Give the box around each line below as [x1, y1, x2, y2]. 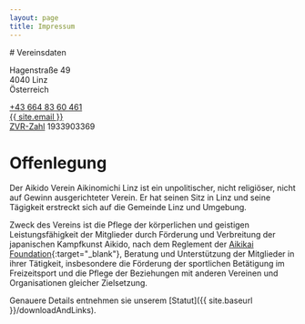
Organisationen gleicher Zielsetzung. [9, 278, 148, 289]
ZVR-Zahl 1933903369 [9, 120, 96, 132]
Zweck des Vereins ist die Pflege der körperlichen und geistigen [9, 219, 250, 230]
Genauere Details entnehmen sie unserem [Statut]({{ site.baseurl [9, 295, 253, 306]
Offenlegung [9, 152, 107, 173]
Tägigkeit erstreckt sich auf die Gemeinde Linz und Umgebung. [9, 202, 248, 213]
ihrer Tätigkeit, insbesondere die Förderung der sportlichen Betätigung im [9, 258, 285, 269]
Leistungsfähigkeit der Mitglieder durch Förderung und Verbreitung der [9, 229, 276, 240]
